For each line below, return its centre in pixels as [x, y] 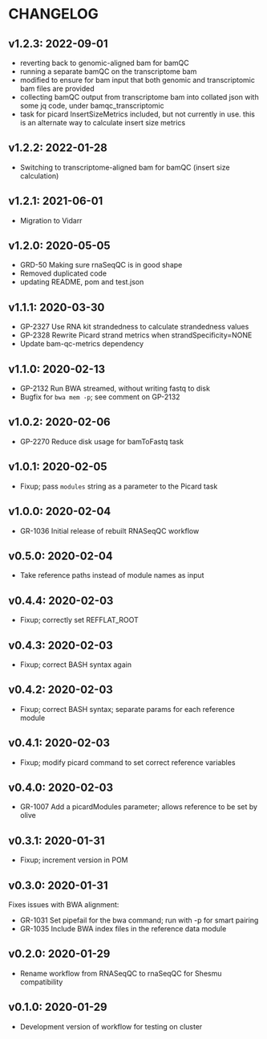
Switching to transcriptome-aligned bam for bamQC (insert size [125, 167]
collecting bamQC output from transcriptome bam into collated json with [139, 97]
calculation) [39, 176]
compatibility [41, 982]
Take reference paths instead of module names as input [112, 575]
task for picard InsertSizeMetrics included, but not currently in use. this [137, 114]
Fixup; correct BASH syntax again [76, 665]
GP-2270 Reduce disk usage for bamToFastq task [102, 441]
